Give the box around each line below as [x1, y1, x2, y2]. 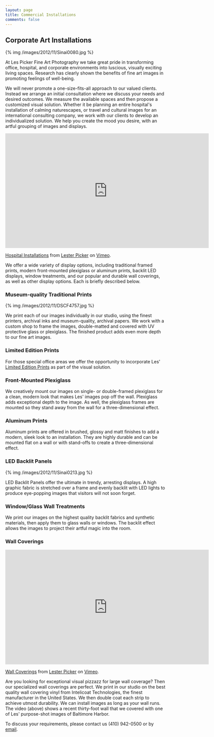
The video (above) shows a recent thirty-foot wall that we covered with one [5, 705, 163, 712]
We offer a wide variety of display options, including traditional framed [5, 262, 153, 268]
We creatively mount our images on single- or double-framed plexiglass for [5, 388, 163, 394]
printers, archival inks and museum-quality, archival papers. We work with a [5, 318, 164, 324]
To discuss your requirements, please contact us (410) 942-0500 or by [5, 721, 154, 727]
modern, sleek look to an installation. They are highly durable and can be [5, 434, 158, 440]
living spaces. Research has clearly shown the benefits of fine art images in [5, 70, 164, 76]
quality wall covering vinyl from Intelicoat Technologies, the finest [5, 689, 143, 696]
